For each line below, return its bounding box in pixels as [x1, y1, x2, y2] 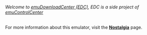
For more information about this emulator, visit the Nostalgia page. [5, 25, 142, 31]
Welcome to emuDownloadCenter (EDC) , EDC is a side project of [5, 4, 139, 10]
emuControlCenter [5, 9, 43, 15]
